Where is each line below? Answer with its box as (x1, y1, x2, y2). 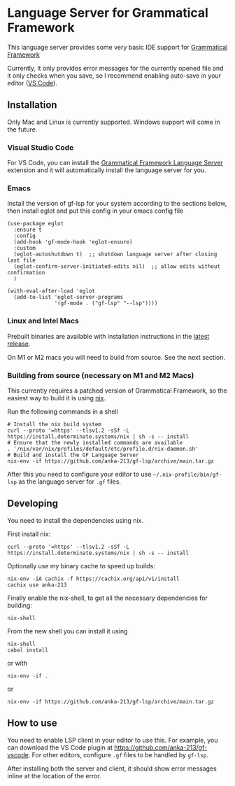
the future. (7, 125, 38, 134)
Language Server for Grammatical (7, 5, 208, 21)
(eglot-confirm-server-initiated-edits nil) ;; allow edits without (13, 263, 220, 270)
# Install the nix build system (7, 421, 101, 428)
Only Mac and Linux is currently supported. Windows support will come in (7, 118, 220, 126)
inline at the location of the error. (7, 771, 101, 780)
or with (7, 659, 28, 667)
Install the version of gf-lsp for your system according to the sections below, (7, 199, 227, 208)
